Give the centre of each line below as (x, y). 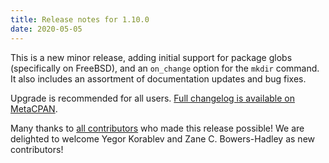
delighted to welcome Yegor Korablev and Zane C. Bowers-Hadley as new (162, 138)
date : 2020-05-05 (46, 29)
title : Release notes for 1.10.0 (80, 19)
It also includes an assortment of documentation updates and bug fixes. (158, 78)
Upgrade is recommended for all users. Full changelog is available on (152, 98)
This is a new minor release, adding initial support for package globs (151, 57)
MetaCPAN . (34, 108)
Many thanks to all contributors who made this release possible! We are (157, 128)
